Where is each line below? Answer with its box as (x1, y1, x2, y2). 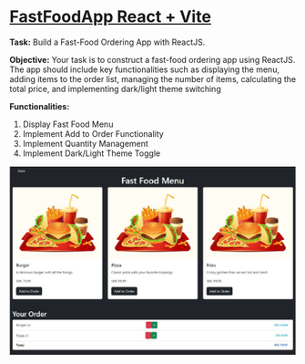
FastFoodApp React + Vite (9, 6, 212, 27)
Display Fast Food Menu (22, 119, 114, 130)
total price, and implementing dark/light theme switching (9, 83, 221, 94)
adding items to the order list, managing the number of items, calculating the (9, 73, 297, 84)
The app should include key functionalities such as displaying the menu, (9, 64, 280, 75)
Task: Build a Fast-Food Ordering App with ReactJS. (9, 36, 206, 47)
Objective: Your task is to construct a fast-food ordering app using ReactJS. (9, 54, 296, 65)
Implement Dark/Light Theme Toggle (22, 148, 161, 159)
